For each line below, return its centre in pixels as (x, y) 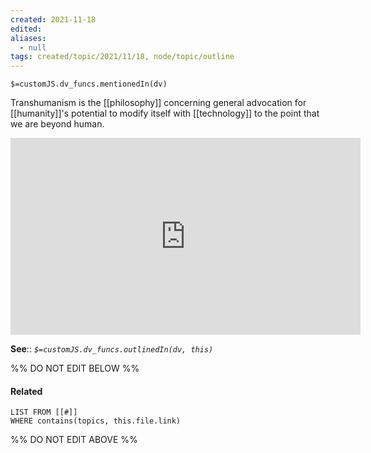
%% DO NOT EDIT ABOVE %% (74, 440)
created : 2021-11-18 (53, 19)
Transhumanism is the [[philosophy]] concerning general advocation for (158, 103)
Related (26, 391)
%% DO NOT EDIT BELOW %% (75, 368)
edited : (26, 29)
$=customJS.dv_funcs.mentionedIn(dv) (89, 84)
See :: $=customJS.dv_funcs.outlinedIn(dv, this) (112, 349)
